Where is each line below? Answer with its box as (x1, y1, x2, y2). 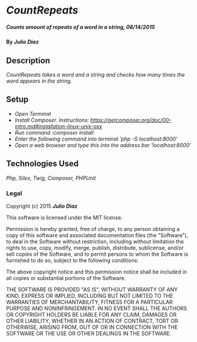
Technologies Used (6, 159, 78, 169)
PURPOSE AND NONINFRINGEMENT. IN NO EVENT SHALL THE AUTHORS (6, 305, 188, 312)
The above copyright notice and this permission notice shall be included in (6, 268, 187, 275)
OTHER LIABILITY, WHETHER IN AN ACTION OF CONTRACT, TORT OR (6, 317, 178, 324)
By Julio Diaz (6, 38, 40, 45)
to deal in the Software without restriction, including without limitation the (6, 237, 184, 245)
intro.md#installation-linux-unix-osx (14, 122, 103, 130)
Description (6, 56, 50, 66)
